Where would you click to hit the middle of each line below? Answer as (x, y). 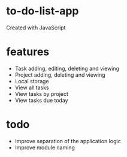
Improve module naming (45, 147)
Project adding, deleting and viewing (60, 75)
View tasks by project (42, 93)
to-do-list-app (43, 11)
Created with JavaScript (36, 28)
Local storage (32, 81)
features (28, 52)
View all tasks (32, 87)
